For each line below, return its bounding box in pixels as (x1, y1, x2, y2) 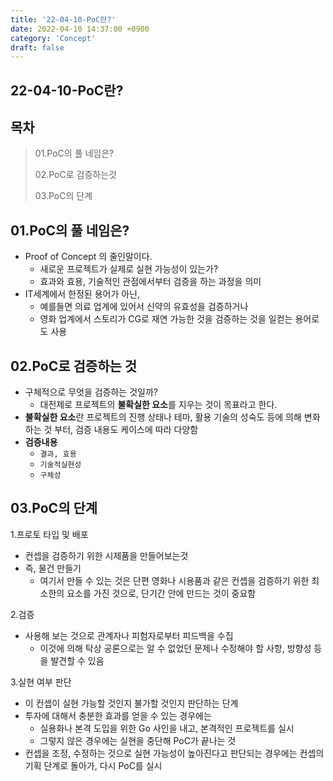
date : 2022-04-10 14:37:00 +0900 (10, 24, 150, 34)
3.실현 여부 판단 (10, 676, 72, 688)
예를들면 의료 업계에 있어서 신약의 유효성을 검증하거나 (39, 301, 249, 313)
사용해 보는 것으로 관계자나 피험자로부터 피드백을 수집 (24, 629, 234, 641)
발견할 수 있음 (50, 654, 105, 666)
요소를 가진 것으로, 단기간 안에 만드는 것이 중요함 (66, 587, 257, 599)
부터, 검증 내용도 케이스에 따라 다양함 (54, 424, 199, 436)
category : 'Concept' (10, 33, 97, 43)
